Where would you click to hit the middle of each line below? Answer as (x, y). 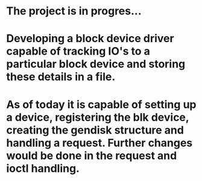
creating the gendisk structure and (95, 130)
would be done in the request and (92, 155)
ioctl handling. (43, 168)
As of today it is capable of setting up (101, 104)
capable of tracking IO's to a (78, 51)
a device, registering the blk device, (98, 117)
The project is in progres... (74, 11)
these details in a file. (61, 77)
